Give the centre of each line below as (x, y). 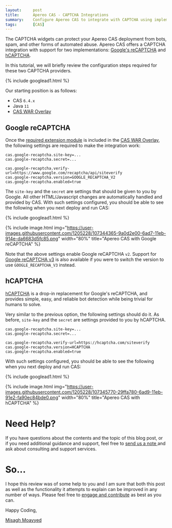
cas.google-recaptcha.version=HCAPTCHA (48, 347)
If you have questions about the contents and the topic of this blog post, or (84, 438)
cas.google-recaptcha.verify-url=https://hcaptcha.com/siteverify (78, 343)
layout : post (24, 10)
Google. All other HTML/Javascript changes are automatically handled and (84, 197)
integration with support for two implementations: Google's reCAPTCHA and (86, 50)
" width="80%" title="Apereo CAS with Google (107, 239)
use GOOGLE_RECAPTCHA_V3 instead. (41, 265)
